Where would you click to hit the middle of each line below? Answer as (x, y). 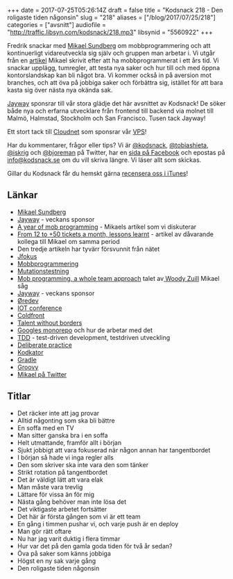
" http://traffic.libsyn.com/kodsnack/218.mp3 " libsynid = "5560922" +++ (110, 32)
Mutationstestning (43, 271)
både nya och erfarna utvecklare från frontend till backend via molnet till (110, 111)
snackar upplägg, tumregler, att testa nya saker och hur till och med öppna (114, 68)
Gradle (27, 359)
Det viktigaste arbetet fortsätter (62, 509)
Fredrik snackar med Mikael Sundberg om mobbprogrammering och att (109, 46)
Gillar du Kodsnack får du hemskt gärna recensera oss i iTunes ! (98, 173)
